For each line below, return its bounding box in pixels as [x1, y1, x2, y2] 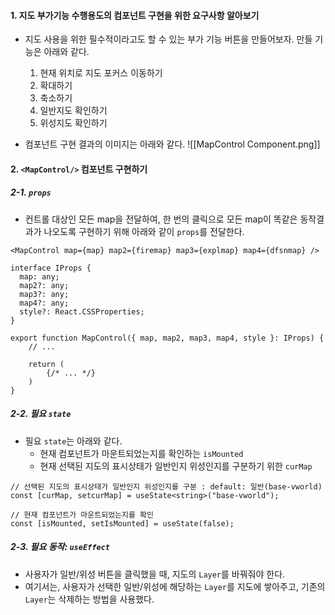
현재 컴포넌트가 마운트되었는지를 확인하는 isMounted [39, 447, 244, 459]
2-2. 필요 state [10, 408, 72, 420]
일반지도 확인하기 [39, 105, 108, 117]
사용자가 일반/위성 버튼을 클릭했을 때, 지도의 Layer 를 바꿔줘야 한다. [24, 568, 286, 580]
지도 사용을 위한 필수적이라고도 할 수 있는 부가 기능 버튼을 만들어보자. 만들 [24, 33, 313, 45]
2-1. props [10, 186, 52, 199]
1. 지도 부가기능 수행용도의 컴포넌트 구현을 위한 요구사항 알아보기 [10, 9, 260, 21]
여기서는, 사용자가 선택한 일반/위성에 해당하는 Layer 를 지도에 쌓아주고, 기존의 [24, 580, 326, 592]
